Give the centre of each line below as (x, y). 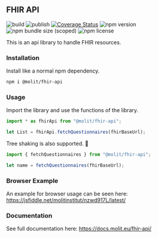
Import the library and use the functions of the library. (72, 110)
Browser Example (32, 180)
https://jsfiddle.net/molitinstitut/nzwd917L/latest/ (66, 200)
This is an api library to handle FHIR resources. (64, 42)
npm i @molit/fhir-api (34, 82)
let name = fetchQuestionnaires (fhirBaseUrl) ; (65, 165)
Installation (23, 58)
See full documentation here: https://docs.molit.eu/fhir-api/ (79, 229)
